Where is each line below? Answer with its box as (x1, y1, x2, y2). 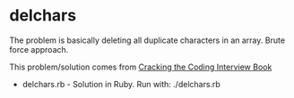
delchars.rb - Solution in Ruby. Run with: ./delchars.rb (22, 78, 221, 89)
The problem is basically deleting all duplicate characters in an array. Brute (9, 35, 285, 45)
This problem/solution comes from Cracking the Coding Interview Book (9, 61, 272, 72)
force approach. (9, 44, 69, 54)
